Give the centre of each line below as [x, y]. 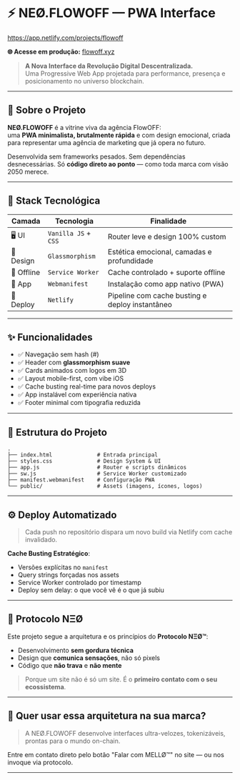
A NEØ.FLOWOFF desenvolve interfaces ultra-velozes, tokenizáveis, [125, 733]
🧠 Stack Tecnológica [54, 201]
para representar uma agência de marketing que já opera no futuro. [106, 142]
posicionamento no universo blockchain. [84, 81]
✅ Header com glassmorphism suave [74, 362]
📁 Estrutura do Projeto [57, 432]
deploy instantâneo [140, 304]
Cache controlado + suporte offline [166, 272]
